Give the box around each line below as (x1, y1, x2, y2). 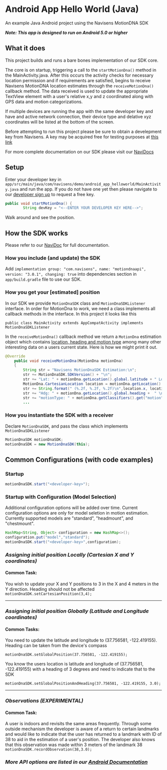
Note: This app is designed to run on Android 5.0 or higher (5, 29, 128, 35)
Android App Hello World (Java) (5, 3, 139, 15)
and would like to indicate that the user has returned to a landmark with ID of (5, 731, 162, 737)
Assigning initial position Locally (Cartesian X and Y (5, 551, 134, 558)
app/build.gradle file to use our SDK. (5, 276, 82, 282)
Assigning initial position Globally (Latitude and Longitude (5, 607, 149, 614)
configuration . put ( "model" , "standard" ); (5, 535, 90, 540)
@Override (5, 353, 26, 359)
